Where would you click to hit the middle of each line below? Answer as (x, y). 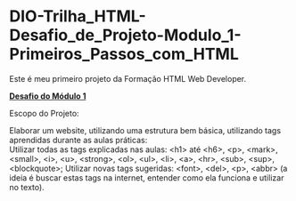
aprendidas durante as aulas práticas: (78, 140)
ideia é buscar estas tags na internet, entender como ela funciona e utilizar (147, 177)
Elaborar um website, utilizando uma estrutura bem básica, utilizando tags (145, 130)
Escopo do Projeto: (44, 113)
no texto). (27, 187)
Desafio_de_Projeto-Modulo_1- (126, 35)
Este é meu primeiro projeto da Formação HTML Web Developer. (128, 78)
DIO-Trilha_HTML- (78, 16)
